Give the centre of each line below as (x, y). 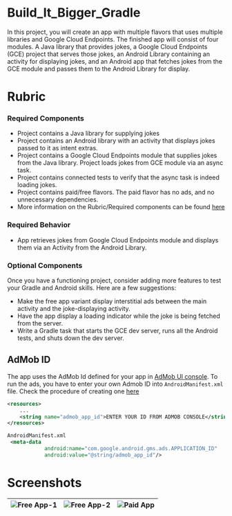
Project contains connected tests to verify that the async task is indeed (118, 177)
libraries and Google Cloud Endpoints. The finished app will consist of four (113, 39)
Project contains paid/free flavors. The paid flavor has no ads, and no (116, 193)
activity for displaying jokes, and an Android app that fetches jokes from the (115, 61)
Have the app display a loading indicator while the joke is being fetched (119, 316)
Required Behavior (39, 225)
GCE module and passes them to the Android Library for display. (99, 69)
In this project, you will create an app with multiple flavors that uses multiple (115, 32)
